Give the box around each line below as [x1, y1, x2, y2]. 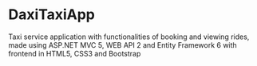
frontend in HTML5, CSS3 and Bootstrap [8, 49, 141, 58]
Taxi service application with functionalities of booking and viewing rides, [8, 32, 250, 41]
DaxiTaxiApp [8, 6, 96, 24]
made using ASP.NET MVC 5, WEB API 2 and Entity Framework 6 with [8, 40, 237, 49]
